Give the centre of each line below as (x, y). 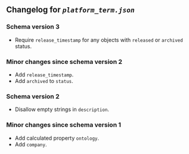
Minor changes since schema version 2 (64, 61)
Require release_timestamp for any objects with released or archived (99, 40)
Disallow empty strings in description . (62, 109)
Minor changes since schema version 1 (63, 125)
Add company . (31, 144)
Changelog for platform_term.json (71, 10)
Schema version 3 (33, 27)
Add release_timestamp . (44, 75)
